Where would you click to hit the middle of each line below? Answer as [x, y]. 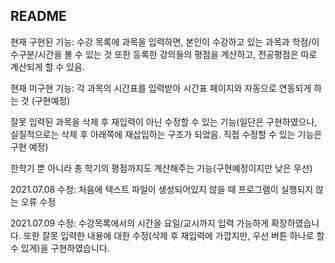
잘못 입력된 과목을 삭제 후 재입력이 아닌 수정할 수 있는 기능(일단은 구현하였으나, [164, 121]
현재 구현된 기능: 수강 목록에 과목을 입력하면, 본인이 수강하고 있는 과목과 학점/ [161, 41]
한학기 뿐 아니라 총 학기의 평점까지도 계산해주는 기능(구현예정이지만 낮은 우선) [161, 168]
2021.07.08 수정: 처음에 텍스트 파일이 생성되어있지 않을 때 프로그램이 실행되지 [162, 189]
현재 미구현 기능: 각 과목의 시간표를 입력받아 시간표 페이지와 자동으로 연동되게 [161, 88]
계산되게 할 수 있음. [47, 66]
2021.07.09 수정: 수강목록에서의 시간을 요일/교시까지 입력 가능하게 [140, 223]
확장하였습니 [295, 223]
